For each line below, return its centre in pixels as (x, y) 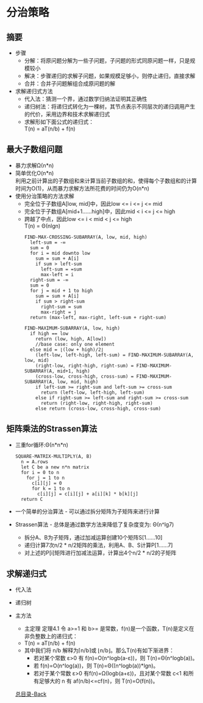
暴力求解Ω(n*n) (34, 165)
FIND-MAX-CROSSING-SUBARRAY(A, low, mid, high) (86, 237)
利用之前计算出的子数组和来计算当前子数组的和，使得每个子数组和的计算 (106, 181)
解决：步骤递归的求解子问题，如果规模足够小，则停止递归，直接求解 (110, 76)
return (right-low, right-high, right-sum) (97, 403)
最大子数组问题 (34, 150)
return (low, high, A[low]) (71, 339)
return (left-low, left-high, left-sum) (93, 393)
